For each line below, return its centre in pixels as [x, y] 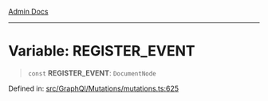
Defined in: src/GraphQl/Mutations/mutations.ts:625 [94, 88]
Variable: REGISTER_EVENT [102, 51]
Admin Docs [28, 12]
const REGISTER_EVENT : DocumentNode [92, 73]
